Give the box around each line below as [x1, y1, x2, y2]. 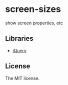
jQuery [12, 47, 26, 53]
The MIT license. [5, 75, 40, 81]
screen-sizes [5, 3, 61, 15]
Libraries [5, 34, 33, 43]
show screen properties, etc [5, 20, 63, 26]
